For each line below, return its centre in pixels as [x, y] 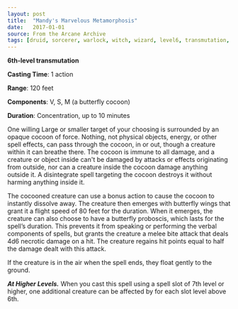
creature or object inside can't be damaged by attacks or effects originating [118, 160]
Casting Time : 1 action [40, 75]
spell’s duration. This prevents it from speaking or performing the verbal [112, 226]
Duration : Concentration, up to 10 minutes [69, 116]
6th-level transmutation [43, 60]
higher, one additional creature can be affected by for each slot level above [117, 291]
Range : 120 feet [30, 88]
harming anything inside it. [46, 183]
